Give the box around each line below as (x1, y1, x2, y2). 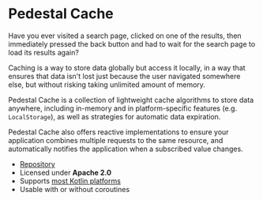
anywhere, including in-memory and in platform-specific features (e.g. (8, 104, 238, 113)
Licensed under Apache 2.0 (19, 168, 112, 177)
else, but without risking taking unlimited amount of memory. (8, 80, 205, 89)
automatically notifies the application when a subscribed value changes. (8, 144, 243, 153)
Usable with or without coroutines (19, 184, 130, 194)
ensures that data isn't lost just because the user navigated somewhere (8, 71, 241, 81)
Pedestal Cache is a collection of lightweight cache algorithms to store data (8, 95, 254, 104)
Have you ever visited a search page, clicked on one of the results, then (8, 31, 242, 40)
